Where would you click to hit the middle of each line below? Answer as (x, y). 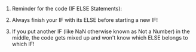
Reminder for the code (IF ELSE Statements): (67, 9)
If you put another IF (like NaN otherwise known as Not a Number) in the (101, 31)
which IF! (23, 44)
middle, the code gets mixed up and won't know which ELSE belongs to (100, 38)
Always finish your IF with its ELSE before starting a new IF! (85, 20)
